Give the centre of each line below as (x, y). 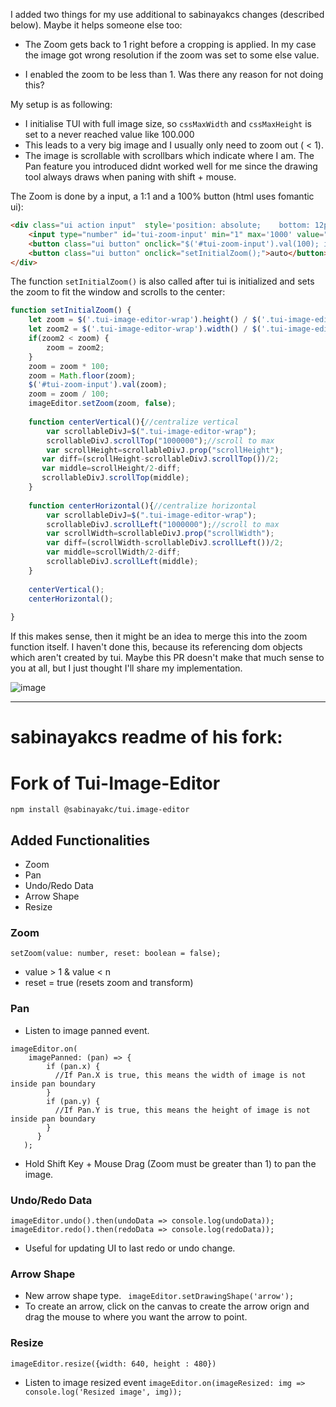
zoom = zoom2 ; (75, 347)
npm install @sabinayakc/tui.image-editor (100, 810)
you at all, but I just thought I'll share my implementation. (126, 668)
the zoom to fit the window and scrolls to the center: (118, 292)
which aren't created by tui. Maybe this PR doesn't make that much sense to (167, 658)
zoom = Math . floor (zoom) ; (82, 375)
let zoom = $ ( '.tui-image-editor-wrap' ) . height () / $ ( (145, 320)
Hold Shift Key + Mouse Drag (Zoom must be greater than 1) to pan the (170, 1163)
